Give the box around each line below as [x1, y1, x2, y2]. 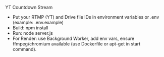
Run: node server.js [12, 30, 53, 36]
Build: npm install [12, 25, 48, 31]
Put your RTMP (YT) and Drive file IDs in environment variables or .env [12, 14, 159, 20]
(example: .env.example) [12, 20, 64, 25]
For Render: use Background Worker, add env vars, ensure [12, 35, 135, 41]
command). [12, 46, 37, 52]
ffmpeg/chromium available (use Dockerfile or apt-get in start [12, 41, 141, 47]
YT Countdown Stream [5, 5, 53, 10]
